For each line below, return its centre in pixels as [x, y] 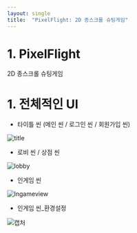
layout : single [29, 13]
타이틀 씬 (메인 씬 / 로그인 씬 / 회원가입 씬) [74, 124]
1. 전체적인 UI [43, 104]
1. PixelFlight [44, 54]
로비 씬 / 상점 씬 [38, 153]
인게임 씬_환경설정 [42, 208]
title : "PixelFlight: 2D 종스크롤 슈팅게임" [68, 20]
